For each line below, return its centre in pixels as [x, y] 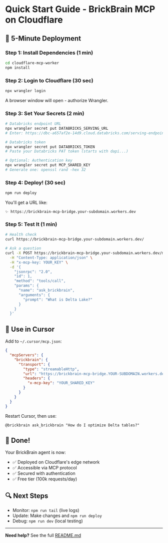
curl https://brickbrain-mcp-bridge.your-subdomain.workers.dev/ [74, 239]
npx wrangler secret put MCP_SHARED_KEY [48, 165]
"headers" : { [37, 378]
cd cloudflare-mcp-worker [32, 63]
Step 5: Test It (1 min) [31, 224]
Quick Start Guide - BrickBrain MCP [80, 9]
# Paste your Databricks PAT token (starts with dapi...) [67, 151]
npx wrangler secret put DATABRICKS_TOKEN [50, 147]
